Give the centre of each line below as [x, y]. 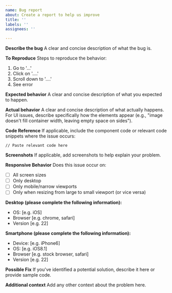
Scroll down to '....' [32, 79]
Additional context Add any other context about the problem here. [76, 285]
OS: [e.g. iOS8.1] [30, 249]
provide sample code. [28, 275]
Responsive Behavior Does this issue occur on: [56, 165]
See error [23, 85]
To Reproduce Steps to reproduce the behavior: [56, 58]
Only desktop [27, 181]
